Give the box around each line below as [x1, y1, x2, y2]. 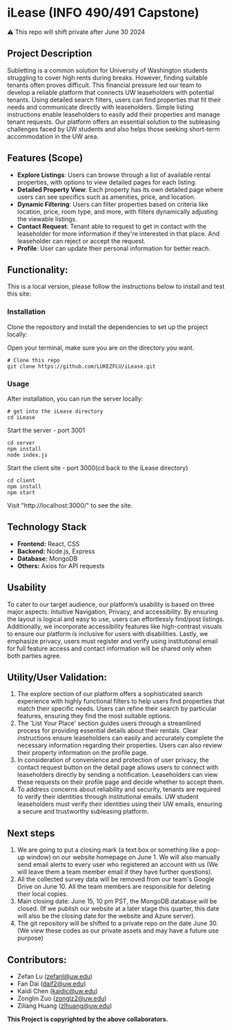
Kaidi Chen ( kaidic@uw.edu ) [17, 987, 98, 995]
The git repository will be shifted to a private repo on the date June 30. [17, 919, 219, 928]
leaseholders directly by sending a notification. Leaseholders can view [17, 771, 218, 779]
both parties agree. [7, 651, 62, 659]
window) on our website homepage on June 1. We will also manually [26, 853, 220, 861]
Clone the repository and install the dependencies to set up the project [7, 323, 209, 331]
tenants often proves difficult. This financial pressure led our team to [7, 81, 202, 89]
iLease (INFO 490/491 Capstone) [7, 5, 200, 21]
